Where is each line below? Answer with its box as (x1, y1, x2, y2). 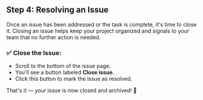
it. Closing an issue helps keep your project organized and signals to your (6, 27, 190, 34)
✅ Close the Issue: (6, 48, 62, 57)
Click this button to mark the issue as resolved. (15, 75, 132, 83)
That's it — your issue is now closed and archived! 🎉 (6, 87, 138, 94)
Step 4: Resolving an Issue (6, 5, 109, 15)
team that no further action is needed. (6, 33, 101, 41)
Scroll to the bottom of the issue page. (15, 63, 111, 70)
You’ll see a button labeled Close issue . (15, 69, 115, 76)
